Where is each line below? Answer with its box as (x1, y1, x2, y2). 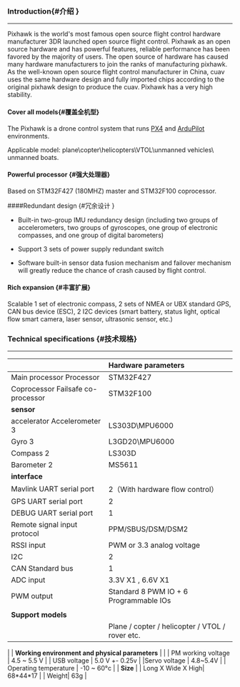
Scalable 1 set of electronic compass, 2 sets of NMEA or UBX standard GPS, (7, 299, 231, 308)
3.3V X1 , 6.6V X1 (108, 575, 170, 585)
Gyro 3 (11, 437, 34, 447)
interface (11, 471, 43, 481)
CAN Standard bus (11, 563, 74, 573)
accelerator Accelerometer (11, 416, 101, 426)
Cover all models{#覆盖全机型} (7, 107, 100, 116)
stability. (7, 91, 32, 99)
